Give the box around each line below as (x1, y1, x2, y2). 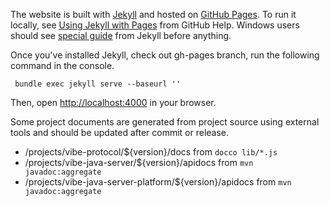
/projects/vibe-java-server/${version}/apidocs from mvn (24, 157, 254, 168)
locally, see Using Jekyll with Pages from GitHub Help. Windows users (10, 19, 300, 31)
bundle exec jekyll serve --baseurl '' (14, 79, 182, 89)
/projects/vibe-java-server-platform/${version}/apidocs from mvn (24, 176, 292, 188)
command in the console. (10, 60, 115, 71)
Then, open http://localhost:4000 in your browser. (10, 97, 217, 108)
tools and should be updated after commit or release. (10, 127, 230, 138)
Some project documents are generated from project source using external (10, 116, 320, 128)
